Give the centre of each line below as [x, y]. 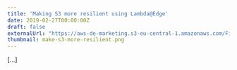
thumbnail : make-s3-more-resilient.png [66, 40]
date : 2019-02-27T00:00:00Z [49, 20]
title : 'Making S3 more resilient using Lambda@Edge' [88, 14]
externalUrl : [26, 33]
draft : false [26, 27]
